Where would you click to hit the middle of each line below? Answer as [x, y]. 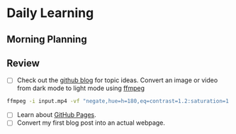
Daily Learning [50, 13]
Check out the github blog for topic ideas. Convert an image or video [117, 80]
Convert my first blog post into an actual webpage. [91, 123]
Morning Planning [47, 39]
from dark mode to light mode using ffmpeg [81, 88]
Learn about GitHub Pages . [56, 115]
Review [23, 63]
